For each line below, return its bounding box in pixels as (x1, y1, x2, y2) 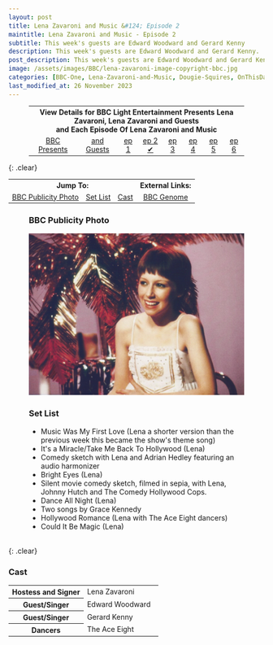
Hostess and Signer (11, 586, 80, 597)
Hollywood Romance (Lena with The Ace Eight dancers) (40, 512, 228, 522)
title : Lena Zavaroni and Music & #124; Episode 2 (8, 21, 180, 30)
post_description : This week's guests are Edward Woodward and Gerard (8, 56, 253, 64)
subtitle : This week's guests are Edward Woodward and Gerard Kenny (8, 39, 245, 47)
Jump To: (56, 181, 89, 190)
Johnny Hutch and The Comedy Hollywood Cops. (40, 486, 207, 496)
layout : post (8, 13, 53, 21)
